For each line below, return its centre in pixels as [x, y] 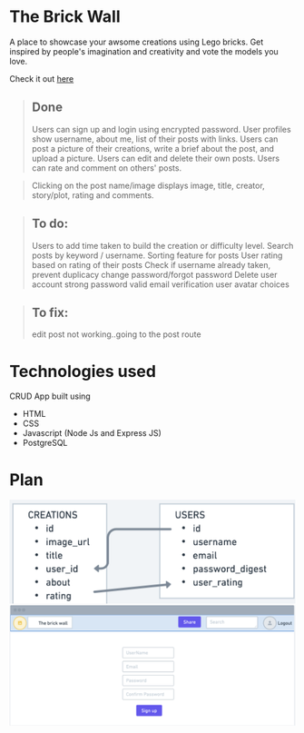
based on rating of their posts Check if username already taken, [151, 264]
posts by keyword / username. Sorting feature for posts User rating [157, 255]
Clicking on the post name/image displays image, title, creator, [148, 185]
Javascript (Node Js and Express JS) [92, 433]
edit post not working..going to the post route [116, 334]
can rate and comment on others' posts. [107, 168]
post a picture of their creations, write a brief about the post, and [153, 148]
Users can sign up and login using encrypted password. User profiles [162, 129]
